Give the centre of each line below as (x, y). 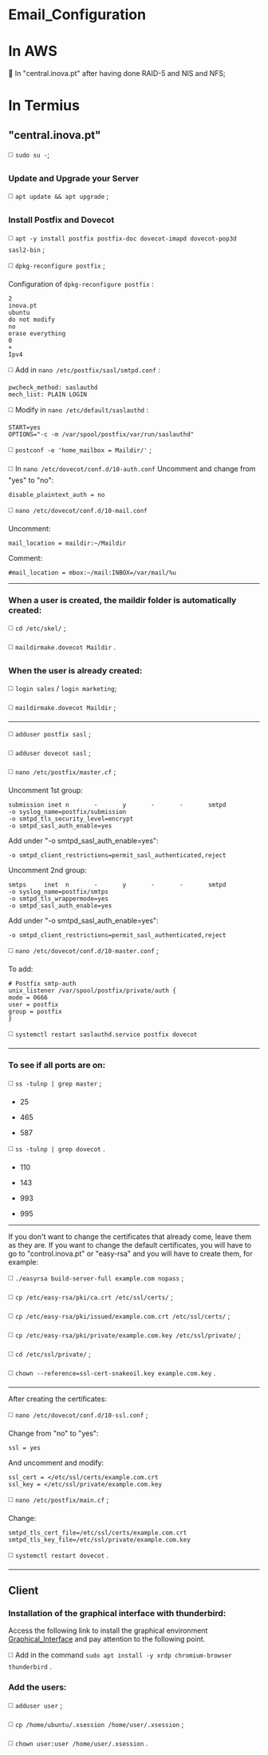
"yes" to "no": (31, 480)
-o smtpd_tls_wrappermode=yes (59, 899)
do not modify (32, 320)
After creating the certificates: (58, 1399)
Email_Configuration (77, 15)
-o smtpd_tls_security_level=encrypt (71, 819)
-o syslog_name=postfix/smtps (59, 892)
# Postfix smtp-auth (43, 984)
